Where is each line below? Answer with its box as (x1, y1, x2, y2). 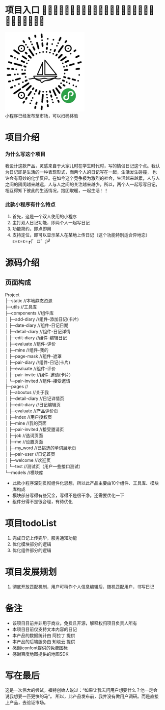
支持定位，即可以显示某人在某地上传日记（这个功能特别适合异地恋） (12, 232, 150, 237)
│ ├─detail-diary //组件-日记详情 (5, 328, 71, 334)
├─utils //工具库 (5, 304, 37, 310)
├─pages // (5, 383, 28, 389)
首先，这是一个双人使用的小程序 (12, 213, 77, 219)
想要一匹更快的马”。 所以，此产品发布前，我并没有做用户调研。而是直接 (13, 693, 159, 699)
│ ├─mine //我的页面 (5, 420, 47, 426)
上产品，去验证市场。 (5, 700, 48, 706)
